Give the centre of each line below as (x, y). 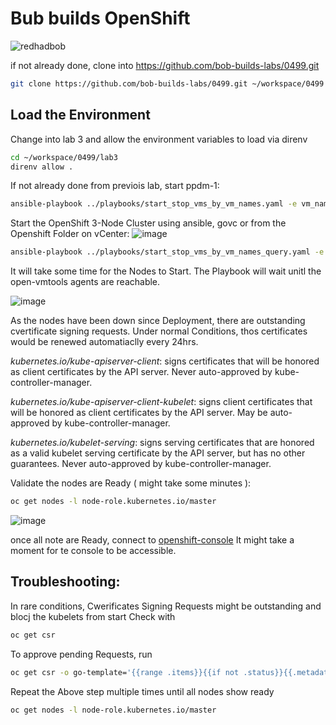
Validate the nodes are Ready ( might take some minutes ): (131, 483)
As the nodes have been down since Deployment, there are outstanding (158, 321)
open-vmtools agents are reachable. (85, 282)
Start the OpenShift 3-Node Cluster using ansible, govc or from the (148, 223)
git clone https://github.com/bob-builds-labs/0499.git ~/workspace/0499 (167, 83)
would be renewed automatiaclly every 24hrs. (104, 342)
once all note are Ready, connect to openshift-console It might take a (152, 540)
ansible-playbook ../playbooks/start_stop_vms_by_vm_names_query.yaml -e (167, 252)
